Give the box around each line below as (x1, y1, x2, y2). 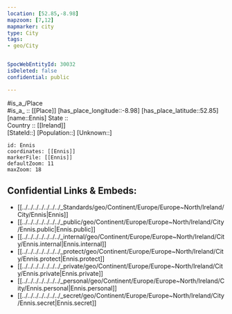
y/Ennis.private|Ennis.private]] (17, 270, 104, 278)
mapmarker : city (7, 23, 54, 30)
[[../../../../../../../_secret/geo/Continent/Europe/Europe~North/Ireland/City (17, 292, 225, 300)
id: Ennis (7, 141, 36, 149)
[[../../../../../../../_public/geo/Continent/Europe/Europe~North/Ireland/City (17, 218, 224, 226)
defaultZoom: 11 (7, 160, 54, 167)
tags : (7, 36, 23, 43)
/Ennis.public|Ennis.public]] (17, 225, 96, 234)
